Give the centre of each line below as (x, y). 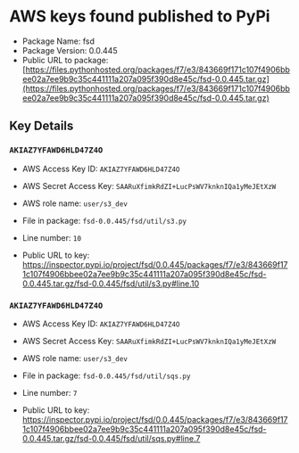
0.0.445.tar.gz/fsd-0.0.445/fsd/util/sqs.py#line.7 (111, 438)
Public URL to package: (65, 60)
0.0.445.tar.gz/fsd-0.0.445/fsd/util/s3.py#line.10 (111, 284)
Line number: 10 (52, 237)
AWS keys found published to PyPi (140, 16)
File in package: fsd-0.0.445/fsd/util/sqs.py (106, 375)
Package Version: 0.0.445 (70, 50)
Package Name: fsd (58, 41)
